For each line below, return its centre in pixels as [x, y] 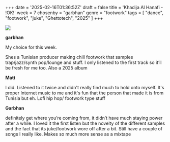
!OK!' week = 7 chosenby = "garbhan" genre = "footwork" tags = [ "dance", [84, 13]
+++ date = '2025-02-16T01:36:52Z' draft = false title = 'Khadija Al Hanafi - [84, 7]
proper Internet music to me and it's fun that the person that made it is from [84, 93]
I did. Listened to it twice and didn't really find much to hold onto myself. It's [85, 87]
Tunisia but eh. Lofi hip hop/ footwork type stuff [55, 98]
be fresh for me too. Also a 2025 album [46, 68]
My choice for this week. [31, 47]
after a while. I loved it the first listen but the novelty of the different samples [85, 123]
